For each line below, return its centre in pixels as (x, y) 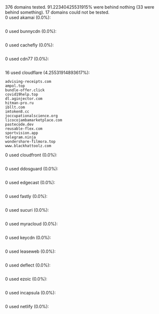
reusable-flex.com (24, 129)
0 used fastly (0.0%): (26, 196)
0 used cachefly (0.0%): (29, 45)
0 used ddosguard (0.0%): (32, 169)
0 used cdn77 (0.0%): (27, 59)
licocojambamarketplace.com (34, 120)
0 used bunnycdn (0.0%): (31, 31)
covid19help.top (22, 95)
